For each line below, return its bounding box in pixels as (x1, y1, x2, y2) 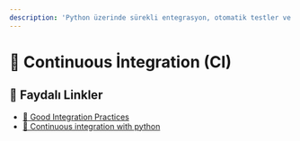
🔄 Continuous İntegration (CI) (9, 51, 232, 72)
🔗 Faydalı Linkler (9, 87, 103, 103)
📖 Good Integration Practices (22, 111, 130, 122)
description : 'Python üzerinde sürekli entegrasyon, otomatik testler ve (9, 13, 292, 22)
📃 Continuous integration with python (22, 120, 161, 131)
